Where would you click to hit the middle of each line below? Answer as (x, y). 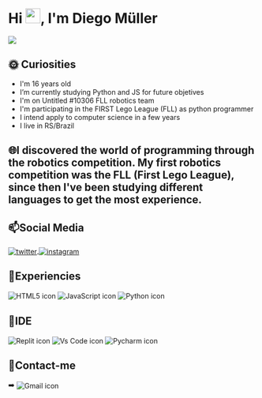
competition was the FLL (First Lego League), (121, 175)
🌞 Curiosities (42, 64)
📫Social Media (46, 228)
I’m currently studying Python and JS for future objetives (112, 92)
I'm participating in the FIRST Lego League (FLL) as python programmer (137, 109)
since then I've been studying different (106, 188)
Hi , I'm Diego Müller (83, 19)
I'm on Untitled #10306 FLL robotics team (87, 100)
